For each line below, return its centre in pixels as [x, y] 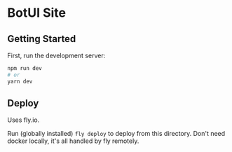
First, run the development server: [56, 55]
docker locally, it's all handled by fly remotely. [73, 141]
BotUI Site [37, 13]
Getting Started [42, 39]
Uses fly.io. [23, 120]
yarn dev [20, 81]
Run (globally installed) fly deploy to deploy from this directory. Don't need [116, 134]
